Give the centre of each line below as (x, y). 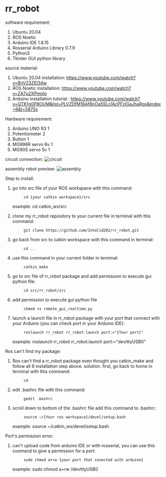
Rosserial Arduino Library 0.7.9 (44, 48)
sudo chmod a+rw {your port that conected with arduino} (83, 460)
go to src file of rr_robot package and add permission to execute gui (82, 276)
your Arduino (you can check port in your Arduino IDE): (68, 323)
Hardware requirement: (29, 119)
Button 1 (21, 139)
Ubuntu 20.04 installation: (39, 77)
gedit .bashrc (38, 399)
